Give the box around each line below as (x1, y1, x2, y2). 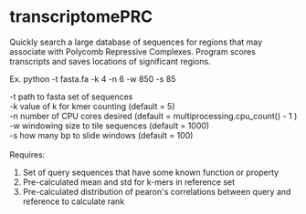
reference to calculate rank (22, 196, 125, 207)
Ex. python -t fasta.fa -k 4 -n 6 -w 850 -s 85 (9, 73, 176, 84)
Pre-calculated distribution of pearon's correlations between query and (22, 186, 291, 197)
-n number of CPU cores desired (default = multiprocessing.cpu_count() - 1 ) (9, 110, 298, 121)
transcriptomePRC (9, 6, 153, 27)
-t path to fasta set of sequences (9, 91, 133, 102)
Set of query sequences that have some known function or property (22, 167, 280, 178)
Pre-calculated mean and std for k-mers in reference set (22, 176, 236, 188)
